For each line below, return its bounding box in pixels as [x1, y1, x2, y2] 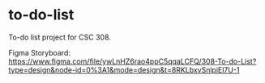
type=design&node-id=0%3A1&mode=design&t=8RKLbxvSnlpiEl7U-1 [8, 64, 240, 74]
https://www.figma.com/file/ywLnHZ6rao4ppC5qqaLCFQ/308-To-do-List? [8, 56, 257, 66]
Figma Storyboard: [8, 48, 71, 57]
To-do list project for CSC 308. [8, 32, 112, 42]
